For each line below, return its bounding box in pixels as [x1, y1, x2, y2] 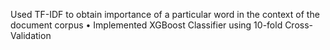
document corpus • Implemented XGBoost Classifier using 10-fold [10, 19, 283, 31]
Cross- [284, 19, 314, 31]
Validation [10, 30, 52, 41]
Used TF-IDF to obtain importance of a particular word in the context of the [10, 9, 320, 20]
